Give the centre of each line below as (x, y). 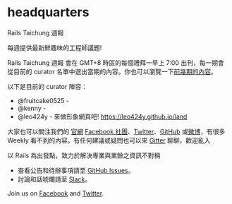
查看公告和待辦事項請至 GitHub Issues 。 (76, 170)
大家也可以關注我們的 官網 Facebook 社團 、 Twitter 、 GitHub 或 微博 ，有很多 (116, 131)
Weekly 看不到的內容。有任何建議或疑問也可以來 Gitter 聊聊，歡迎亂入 (109, 140)
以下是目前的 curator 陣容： (48, 86)
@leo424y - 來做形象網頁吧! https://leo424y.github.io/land (102, 116)
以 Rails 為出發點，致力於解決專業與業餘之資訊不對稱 (84, 155)
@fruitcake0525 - (43, 100)
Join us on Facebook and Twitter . (56, 193)
